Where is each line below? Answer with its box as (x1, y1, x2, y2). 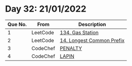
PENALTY (60, 45, 82, 51)
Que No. (7, 21, 27, 28)
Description (78, 21, 107, 28)
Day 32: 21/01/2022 (5, 3, 87, 15)
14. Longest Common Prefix (60, 37, 125, 44)
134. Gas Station (60, 29, 99, 36)
